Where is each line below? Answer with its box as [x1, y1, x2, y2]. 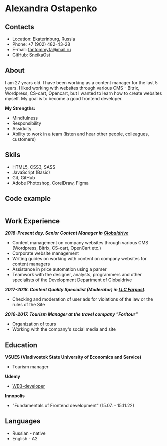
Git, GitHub [12, 174, 35, 180]
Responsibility [12, 120, 41, 126]
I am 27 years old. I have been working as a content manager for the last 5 [5, 79, 158, 85]
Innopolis [5, 393, 25, 399]
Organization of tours [12, 321, 56, 327]
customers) [12, 136, 36, 142]
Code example [5, 194, 51, 203]
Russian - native [12, 430, 46, 436]
